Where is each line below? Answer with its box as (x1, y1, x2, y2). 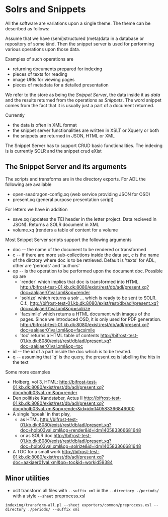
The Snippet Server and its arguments (5, 163, 127, 171)
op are (12, 273, 26, 279)
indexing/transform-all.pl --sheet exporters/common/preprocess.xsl (5, 502, 152, 507)
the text (12, 359, 29, 365)
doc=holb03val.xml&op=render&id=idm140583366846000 (12, 405, 135, 411)
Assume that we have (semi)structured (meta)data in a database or (5, 35, 144, 41)
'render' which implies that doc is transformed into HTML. (20, 278, 140, 285)
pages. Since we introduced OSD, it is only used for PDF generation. (20, 316, 162, 322)
